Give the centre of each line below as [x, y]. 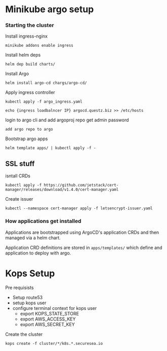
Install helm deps [23, 55]
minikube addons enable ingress [39, 46]
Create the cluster [24, 334]
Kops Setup [30, 273]
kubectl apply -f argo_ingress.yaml [44, 102]
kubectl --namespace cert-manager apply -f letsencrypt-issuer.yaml [79, 209]
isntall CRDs [18, 176]
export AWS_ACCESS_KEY [48, 319]
